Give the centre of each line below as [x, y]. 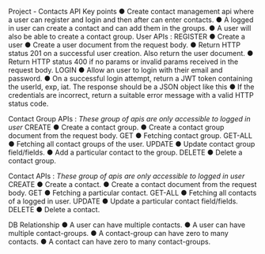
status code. [28, 103]
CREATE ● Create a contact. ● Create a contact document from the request [132, 184]
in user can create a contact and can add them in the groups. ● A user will [130, 28]
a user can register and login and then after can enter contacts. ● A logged [131, 20]
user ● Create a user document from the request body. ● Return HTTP [125, 45]
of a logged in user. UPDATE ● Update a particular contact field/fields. [123, 201]
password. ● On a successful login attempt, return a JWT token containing [131, 78]
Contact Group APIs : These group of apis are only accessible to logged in [129, 119]
